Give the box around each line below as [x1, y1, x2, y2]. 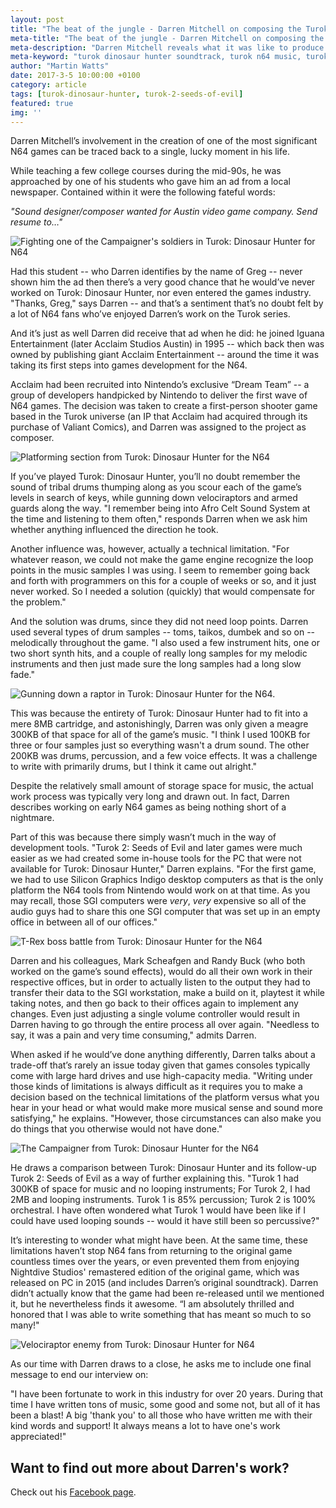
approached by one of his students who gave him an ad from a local [10, 176, 291, 188]
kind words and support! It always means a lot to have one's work [10, 1420, 281, 1432]
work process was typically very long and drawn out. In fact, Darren [10, 791, 290, 803]
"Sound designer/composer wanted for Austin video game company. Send [10, 206, 318, 218]
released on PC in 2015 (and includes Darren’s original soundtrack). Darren [10, 1277, 319, 1289]
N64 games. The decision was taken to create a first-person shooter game [10, 400, 318, 412]
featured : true [10, 98, 74, 108]
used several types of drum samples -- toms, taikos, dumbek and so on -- [10, 626, 316, 638]
